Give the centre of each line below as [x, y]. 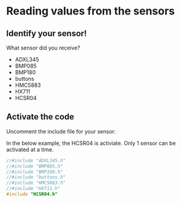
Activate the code [40, 117]
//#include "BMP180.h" [35, 172]
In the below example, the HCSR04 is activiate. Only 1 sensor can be [91, 143]
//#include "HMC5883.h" [36, 183]
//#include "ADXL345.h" [36, 160]
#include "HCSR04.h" [32, 194]
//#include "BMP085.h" [35, 166]
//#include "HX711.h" [33, 189]
